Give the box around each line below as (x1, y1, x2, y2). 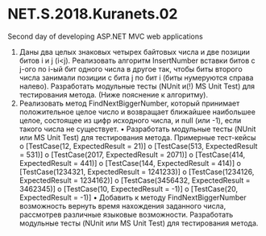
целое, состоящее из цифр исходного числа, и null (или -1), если (19, 115, 242, 125)
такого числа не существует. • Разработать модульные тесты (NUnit (19, 124, 256, 134)
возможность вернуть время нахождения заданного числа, (19, 201, 227, 210)
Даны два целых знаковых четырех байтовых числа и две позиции (19, 47, 251, 56)
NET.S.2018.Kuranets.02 (7, 5, 178, 23)
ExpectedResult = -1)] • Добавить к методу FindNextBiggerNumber (19, 193, 247, 202)
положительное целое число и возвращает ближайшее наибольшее (19, 106, 256, 117)
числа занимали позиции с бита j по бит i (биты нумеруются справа (19, 72, 254, 82)
